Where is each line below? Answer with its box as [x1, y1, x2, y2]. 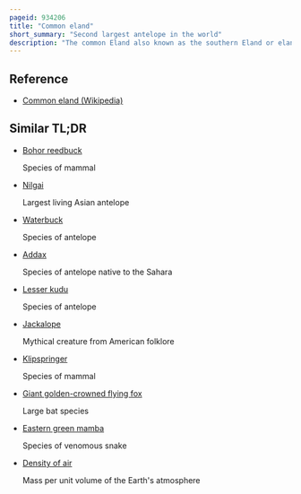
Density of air [21, 457, 73, 468]
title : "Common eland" [9, 22, 94, 30]
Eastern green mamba [21, 422, 105, 433]
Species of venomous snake [21, 440, 127, 451]
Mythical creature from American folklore [21, 335, 175, 346]
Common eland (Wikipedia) [21, 95, 124, 106]
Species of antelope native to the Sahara [21, 266, 173, 277]
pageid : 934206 [9, 13, 66, 22]
